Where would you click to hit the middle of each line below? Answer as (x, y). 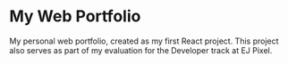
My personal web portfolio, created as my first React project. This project (144, 41)
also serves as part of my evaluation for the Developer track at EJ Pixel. (141, 50)
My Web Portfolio (75, 16)
